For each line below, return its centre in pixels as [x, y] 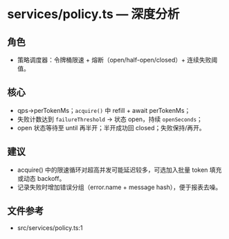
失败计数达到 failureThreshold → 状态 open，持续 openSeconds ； [110, 119]
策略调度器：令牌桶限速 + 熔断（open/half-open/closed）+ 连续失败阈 [117, 60]
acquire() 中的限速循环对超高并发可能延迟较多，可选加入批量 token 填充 [119, 170]
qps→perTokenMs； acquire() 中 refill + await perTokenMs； [104, 110]
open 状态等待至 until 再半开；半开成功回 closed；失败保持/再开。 [111, 127]
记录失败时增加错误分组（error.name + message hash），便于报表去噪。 [119, 187]
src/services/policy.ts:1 [50, 228]
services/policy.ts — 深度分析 [93, 14]
